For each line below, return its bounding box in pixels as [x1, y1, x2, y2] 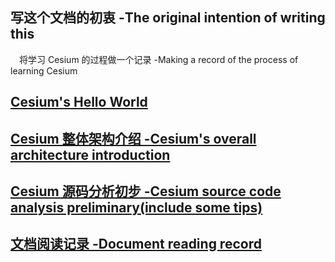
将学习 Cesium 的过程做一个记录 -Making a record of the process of [19, 53, 299, 65]
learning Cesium [10, 64, 78, 77]
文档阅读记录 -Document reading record [10, 236, 262, 253]
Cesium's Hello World [10, 94, 148, 111]
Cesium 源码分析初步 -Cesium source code [10, 183, 282, 200]
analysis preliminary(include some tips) [10, 199, 263, 216]
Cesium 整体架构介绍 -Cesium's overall [10, 130, 257, 147]
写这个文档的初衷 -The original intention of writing [10, 9, 326, 27]
